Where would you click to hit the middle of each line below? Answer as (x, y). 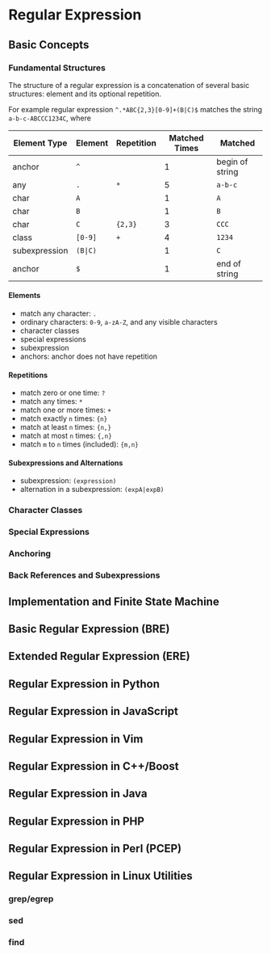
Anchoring (29, 553)
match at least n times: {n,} (65, 427)
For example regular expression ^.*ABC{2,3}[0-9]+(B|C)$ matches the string (135, 109)
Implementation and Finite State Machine (114, 601)
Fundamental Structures (57, 68)
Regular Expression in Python (84, 684)
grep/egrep (31, 899)
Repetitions (28, 375)
